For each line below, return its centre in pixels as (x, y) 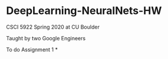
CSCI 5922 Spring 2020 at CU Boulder (53, 27)
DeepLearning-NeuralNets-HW (84, 11)
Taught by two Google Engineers (46, 38)
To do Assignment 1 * (32, 49)
